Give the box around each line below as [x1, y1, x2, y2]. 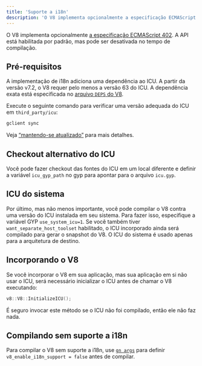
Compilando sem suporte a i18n [6, 330, 128, 341]
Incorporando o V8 [6, 255, 79, 265]
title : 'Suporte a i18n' [6, 8, 69, 15]
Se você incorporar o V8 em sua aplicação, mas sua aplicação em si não [6, 271, 187, 278]
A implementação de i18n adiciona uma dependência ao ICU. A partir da [6, 78, 186, 85]
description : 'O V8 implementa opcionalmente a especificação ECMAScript [6, 15, 197, 21]
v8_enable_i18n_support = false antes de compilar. [6, 353, 135, 361]
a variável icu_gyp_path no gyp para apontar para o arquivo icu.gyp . [6, 171, 177, 179]
